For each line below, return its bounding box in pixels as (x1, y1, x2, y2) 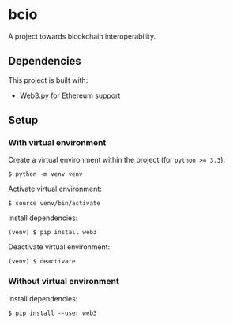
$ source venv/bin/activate (8, 200, 101, 207)
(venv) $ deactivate (8, 258, 77, 266)
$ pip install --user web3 (8, 309, 97, 317)
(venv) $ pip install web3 (8, 229, 97, 237)
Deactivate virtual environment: (8, 242, 111, 252)
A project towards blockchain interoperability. (8, 32, 156, 41)
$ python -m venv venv (8, 170, 83, 178)
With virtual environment (8, 137, 107, 148)
